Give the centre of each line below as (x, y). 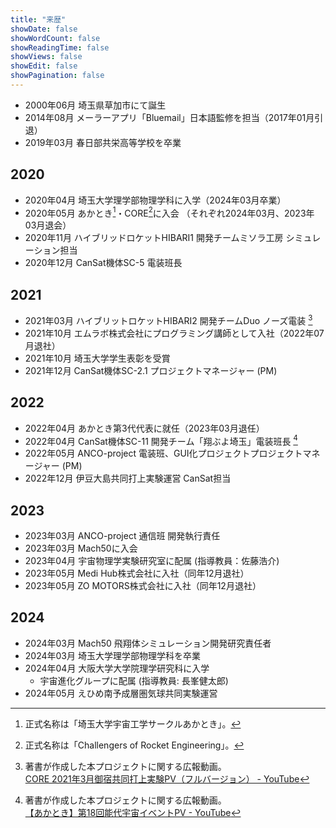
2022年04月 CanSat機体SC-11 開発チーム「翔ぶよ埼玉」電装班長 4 (161, 440)
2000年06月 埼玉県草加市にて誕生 (95, 105)
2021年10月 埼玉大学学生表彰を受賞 (97, 358)
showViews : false (46, 57)
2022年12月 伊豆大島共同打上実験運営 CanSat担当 (128, 478)
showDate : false (44, 29)
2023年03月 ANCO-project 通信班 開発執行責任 (122, 536)
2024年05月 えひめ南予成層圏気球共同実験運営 (121, 693)
